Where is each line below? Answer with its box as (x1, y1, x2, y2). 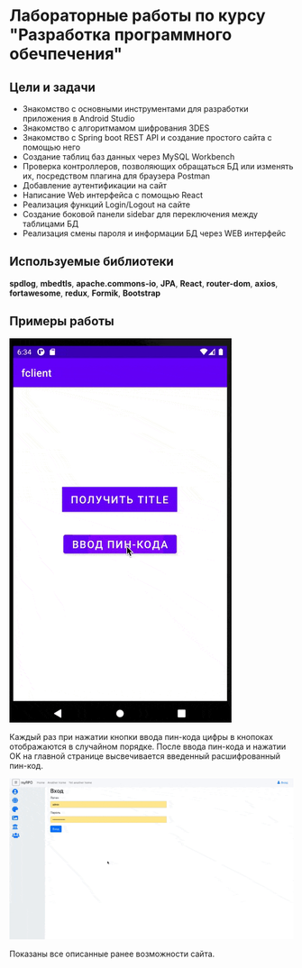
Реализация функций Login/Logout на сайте (22, 199, 191, 210)
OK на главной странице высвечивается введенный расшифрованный (9, 750, 281, 762)
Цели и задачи (9, 79, 96, 95)
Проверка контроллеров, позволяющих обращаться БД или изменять (22, 161, 294, 171)
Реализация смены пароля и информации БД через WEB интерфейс (22, 228, 287, 239)
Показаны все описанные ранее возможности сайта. (9, 948, 215, 960)
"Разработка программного (9, 24, 233, 45)
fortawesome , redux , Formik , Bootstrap (9, 288, 160, 298)
